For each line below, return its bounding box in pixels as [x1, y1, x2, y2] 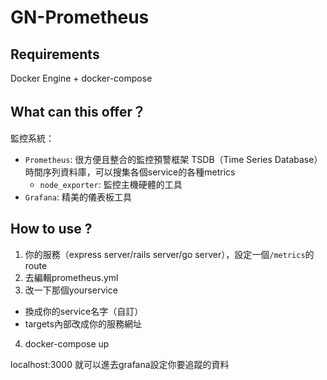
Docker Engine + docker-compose [10, 72, 153, 84]
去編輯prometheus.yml [24, 271, 119, 283]
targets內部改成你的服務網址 [24, 317, 142, 330]
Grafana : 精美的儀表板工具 [24, 191, 132, 203]
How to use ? [10, 221, 93, 238]
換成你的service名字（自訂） [24, 305, 144, 317]
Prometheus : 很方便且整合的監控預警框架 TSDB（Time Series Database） [24, 153, 323, 165]
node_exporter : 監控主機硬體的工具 [39, 178, 183, 190]
